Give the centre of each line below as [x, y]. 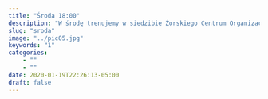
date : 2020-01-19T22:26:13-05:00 [64, 75]
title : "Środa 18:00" [44, 16]
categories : [28, 53]
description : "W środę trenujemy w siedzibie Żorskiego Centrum [117, 23]
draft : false [30, 82]
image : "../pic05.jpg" [46, 38]
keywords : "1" [32, 46]
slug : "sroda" [32, 30]
